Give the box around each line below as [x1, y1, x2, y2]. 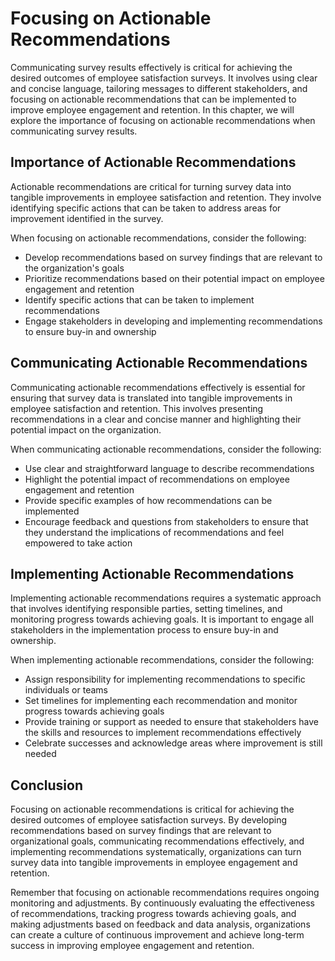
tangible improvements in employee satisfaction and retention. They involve [10, 191, 322, 203]
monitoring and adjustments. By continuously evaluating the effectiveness [10, 897, 315, 909]
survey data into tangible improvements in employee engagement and [10, 857, 298, 869]
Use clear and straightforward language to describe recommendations [24, 462, 315, 474]
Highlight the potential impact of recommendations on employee [24, 473, 290, 485]
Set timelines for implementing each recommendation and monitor [24, 695, 298, 707]
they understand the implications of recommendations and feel [24, 526, 285, 538]
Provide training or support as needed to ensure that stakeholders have [24, 716, 320, 728]
